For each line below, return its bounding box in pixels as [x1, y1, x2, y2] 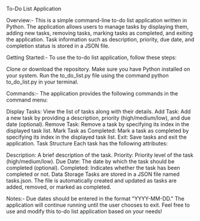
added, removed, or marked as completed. [6, 183, 112, 190]
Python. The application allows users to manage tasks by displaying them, [6, 23, 189, 30]
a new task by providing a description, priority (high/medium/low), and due [6, 114, 191, 121]
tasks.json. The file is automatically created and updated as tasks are [6, 177, 177, 184]
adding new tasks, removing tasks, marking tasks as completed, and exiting [6, 29, 193, 37]
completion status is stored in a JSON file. [6, 42, 110, 49]
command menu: [6, 96, 48, 103]
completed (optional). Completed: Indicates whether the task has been [6, 165, 181, 171]
